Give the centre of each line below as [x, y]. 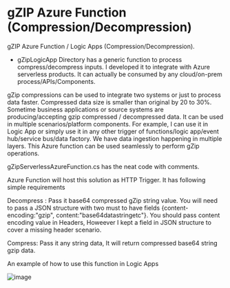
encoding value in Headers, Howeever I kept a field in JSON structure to [109, 222]
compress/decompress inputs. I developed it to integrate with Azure [113, 67]
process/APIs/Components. [56, 81]
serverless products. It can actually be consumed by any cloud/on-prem [119, 74]
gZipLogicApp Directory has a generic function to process [100, 59]
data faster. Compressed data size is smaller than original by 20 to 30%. [109, 102]
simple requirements [36, 187]
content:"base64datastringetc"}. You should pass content [138, 215]
